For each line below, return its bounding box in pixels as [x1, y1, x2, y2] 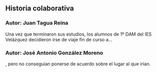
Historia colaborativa [5, 4, 74, 13]
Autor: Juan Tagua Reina [5, 19, 68, 27]
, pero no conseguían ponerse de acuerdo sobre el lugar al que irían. [5, 61, 151, 67]
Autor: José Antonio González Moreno [5, 49, 103, 56]
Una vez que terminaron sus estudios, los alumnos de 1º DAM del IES [5, 31, 152, 37]
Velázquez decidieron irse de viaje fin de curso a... [5, 36, 113, 42]
